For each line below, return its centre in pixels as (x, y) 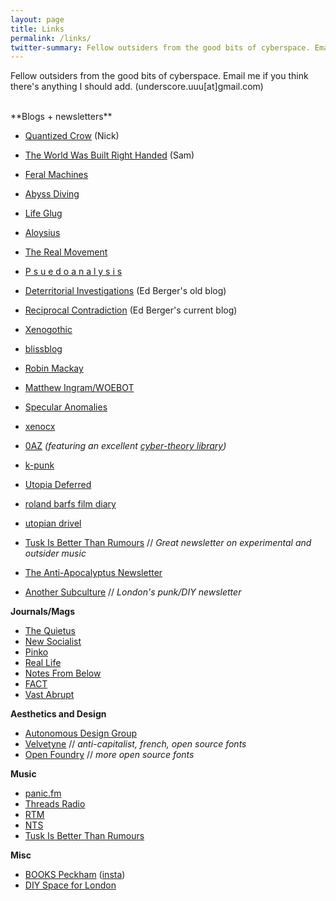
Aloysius (42, 233)
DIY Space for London (70, 885)
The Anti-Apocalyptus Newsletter (93, 573)
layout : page (37, 19)
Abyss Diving (52, 194)
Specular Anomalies (66, 407)
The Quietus (50, 631)
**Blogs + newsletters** (61, 117)
